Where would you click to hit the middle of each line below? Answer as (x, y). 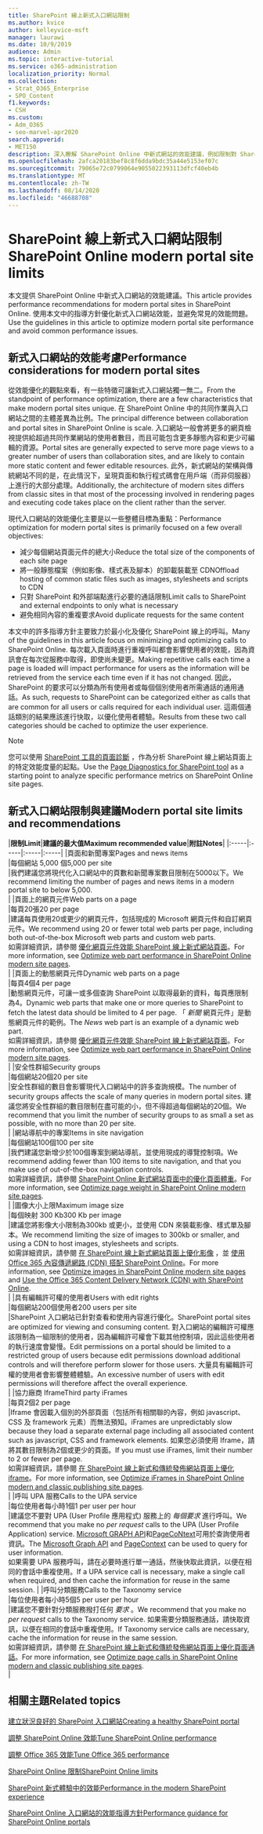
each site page (43, 561)
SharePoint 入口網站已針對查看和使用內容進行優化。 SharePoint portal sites (131, 1317)
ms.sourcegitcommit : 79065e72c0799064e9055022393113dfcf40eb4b (113, 169)
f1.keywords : (29, 103)
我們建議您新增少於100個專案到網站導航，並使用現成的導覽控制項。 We (124, 1152)
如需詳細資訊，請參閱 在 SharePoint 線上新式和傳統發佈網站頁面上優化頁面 (128, 1647)
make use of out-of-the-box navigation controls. (86, 1169)
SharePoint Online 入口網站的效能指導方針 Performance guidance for (118, 1813)
